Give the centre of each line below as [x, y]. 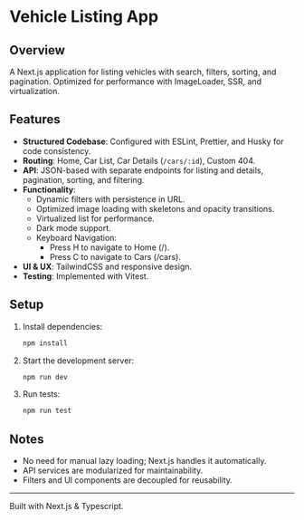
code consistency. [57, 150]
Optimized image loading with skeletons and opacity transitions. [155, 208]
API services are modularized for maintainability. [113, 471]
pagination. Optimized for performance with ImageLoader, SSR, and [136, 82]
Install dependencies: [62, 326]
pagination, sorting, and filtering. [83, 179]
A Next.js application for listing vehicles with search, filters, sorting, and [143, 72]
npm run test [47, 411]
